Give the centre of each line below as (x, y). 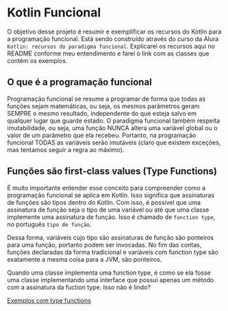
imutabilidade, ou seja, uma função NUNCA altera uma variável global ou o (112, 127)
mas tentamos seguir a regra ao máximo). (66, 149)
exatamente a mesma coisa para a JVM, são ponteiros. (85, 259)
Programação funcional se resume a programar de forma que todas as (106, 99)
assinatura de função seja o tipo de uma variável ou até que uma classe (108, 210)
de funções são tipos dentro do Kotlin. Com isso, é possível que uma (104, 202)
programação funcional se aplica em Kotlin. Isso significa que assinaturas (111, 195)
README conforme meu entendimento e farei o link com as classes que (109, 53)
